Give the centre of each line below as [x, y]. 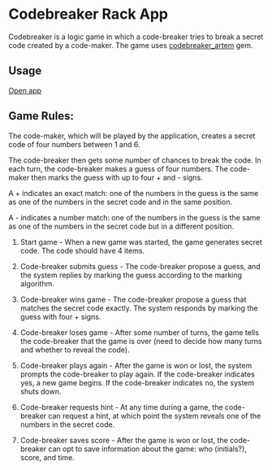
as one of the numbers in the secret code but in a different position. [121, 226]
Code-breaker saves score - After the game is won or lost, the [124, 440]
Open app [25, 90]
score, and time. [47, 457]
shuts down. [41, 391]
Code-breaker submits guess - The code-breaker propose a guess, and [140, 266]
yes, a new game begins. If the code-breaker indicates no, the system [137, 382]
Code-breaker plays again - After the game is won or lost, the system [136, 365]
